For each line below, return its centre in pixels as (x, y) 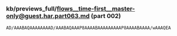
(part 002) (106, 16)
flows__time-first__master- (96, 9)
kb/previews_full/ (32, 9)
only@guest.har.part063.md (48, 16)
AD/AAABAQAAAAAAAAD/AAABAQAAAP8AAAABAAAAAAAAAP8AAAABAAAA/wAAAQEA (88, 28)
